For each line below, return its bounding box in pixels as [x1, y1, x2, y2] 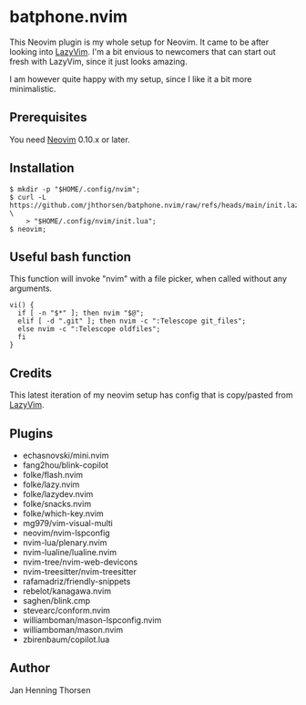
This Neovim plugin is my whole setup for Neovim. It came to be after [9, 36, 270, 47]
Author [9, 660, 50, 676]
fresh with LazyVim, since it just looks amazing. [9, 56, 189, 67]
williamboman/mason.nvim [22, 625, 124, 635]
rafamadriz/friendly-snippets [22, 576, 131, 586]
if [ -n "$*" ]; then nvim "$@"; [17, 308, 145, 318]
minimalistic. [9, 83, 56, 94]
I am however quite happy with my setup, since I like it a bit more [9, 73, 252, 84]
